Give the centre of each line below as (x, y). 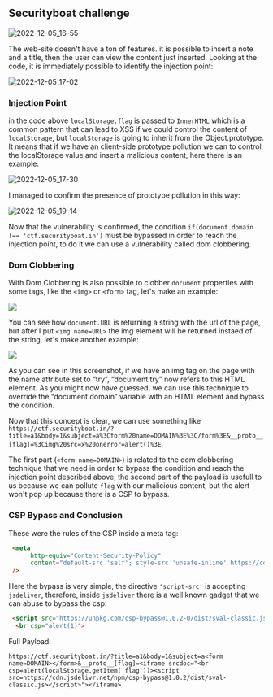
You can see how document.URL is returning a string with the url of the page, (135, 322)
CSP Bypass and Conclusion (66, 516)
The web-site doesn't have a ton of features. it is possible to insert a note (131, 49)
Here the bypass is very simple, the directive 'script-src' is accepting (127, 586)
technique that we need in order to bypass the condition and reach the (126, 468)
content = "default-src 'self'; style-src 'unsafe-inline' (128, 563)
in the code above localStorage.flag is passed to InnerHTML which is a (127, 120)
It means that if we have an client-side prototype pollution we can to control (135, 146)
